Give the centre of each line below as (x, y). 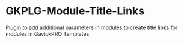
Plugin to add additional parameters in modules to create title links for (92, 27)
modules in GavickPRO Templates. (48, 33)
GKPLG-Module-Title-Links (75, 11)
